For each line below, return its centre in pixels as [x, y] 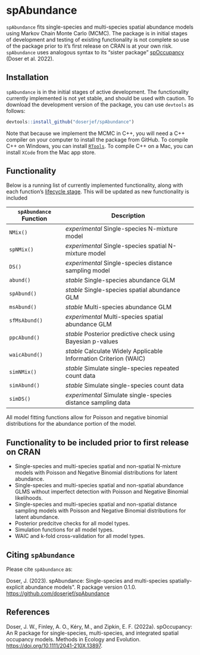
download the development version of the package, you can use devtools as [100, 104]
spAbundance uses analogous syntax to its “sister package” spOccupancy [95, 52]
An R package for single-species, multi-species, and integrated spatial [93, 633]
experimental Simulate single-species [118, 395]
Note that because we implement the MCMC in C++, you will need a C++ [96, 133]
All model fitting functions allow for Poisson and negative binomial [87, 417]
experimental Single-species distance [119, 263]
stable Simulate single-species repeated [122, 368]
